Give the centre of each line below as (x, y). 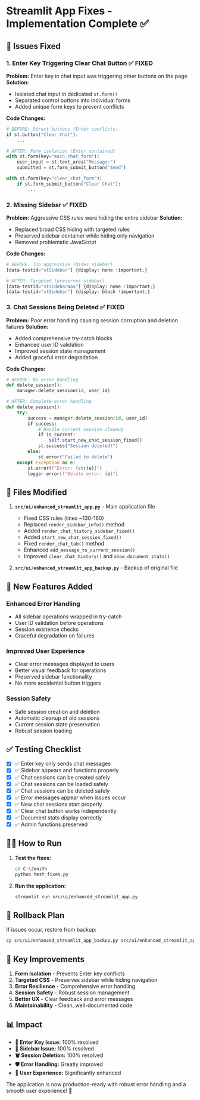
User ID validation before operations (59, 623)
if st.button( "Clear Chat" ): (42, 135)
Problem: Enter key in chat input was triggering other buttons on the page (97, 76)
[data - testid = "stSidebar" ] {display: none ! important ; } (77, 270)
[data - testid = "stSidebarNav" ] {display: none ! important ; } (81, 286)
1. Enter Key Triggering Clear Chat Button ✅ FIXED (80, 63)
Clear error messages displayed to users (65, 664)
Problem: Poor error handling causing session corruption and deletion (92, 320)
